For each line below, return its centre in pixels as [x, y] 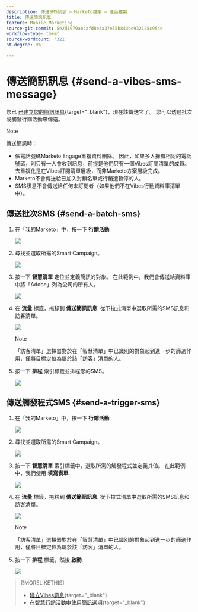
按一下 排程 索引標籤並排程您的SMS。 [61, 371]
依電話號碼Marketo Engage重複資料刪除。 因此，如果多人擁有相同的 [98, 156]
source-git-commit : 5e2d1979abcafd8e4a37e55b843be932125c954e [84, 28]
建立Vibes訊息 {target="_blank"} [68, 595]
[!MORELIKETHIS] [42, 583]
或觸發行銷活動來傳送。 [35, 119]
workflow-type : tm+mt [33, 34]
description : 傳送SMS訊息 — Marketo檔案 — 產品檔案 [67, 12]
